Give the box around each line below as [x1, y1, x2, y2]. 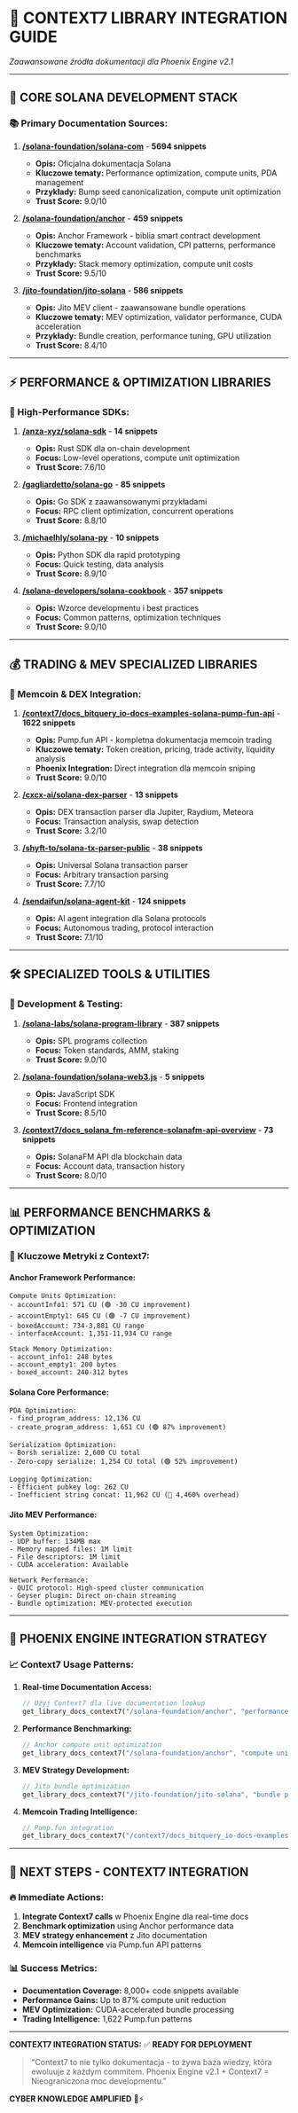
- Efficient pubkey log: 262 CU [9, 1483, 129, 1492]
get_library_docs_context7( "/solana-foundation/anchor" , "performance [21, 1707, 289, 1717]
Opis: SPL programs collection [35, 1035, 148, 1045]
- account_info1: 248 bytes [9, 1352, 114, 1362]
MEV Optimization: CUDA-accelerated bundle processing [21, 2004, 235, 2015]
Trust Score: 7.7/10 [35, 879, 106, 889]
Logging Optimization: [9, 1475, 93, 1484]
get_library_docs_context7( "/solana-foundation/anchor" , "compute [21, 1749, 273, 1757]
